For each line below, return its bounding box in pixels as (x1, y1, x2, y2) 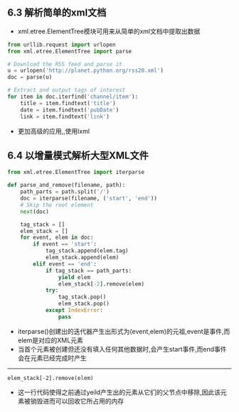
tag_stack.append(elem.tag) (45, 247, 129, 254)
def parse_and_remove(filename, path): (7, 182, 126, 189)
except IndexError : (45, 307, 103, 314)
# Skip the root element (20, 201, 94, 208)
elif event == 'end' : (33, 260, 97, 268)
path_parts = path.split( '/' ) (20, 188, 110, 195)
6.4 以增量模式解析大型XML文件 (7, 149, 149, 161)
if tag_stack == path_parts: (45, 267, 132, 274)
